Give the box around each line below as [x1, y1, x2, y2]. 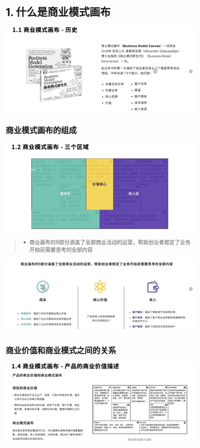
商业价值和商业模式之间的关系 [5, 345, 117, 355]
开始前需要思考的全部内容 [29, 246, 93, 253]
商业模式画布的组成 [5, 125, 77, 135]
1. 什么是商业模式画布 [5, 5, 111, 19]
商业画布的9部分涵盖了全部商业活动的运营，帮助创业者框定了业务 [29, 238, 191, 246]
